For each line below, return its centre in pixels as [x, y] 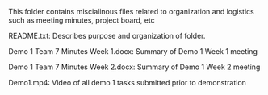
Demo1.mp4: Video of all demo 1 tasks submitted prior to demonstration [127, 83]
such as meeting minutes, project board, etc [82, 20]
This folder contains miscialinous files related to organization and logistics [131, 12]
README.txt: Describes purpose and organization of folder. [107, 36]
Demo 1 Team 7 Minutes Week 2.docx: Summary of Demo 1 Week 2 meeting [134, 67]
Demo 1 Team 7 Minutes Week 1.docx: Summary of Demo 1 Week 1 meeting [133, 51]
